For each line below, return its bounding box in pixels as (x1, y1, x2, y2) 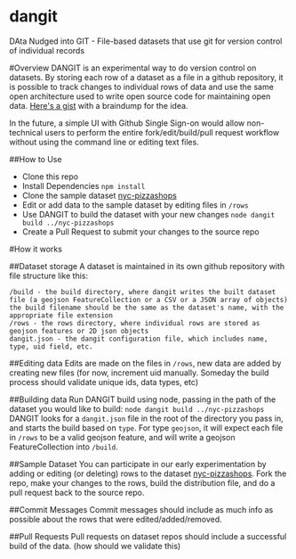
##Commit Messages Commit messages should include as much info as (9, 504, 274, 514)
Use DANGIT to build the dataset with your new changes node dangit (21, 209, 276, 219)
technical (9, 127, 43, 137)
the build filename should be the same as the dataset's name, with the (9, 303, 284, 312)
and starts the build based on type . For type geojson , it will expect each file (9, 422, 284, 433)
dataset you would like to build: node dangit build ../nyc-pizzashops (9, 403, 265, 414)
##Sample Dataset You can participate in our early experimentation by (9, 458, 267, 469)
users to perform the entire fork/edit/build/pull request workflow (44, 127, 280, 137)
